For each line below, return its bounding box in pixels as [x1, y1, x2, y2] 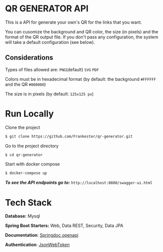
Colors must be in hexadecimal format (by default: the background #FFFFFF [5, 76, 156, 82]
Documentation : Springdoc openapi [5, 232, 79, 238]
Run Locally [5, 108, 54, 119]
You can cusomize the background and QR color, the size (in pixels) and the [5, 29, 159, 34]
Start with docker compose [5, 161, 60, 167]
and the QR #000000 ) [5, 81, 46, 87]
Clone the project [5, 124, 40, 130]
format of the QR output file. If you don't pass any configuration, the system [5, 34, 159, 40]
